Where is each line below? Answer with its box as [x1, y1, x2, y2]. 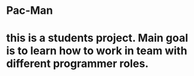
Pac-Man [6, 4, 53, 17]
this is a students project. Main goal [6, 31, 189, 45]
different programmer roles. [6, 57, 149, 71]
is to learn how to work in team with [6, 44, 188, 58]
